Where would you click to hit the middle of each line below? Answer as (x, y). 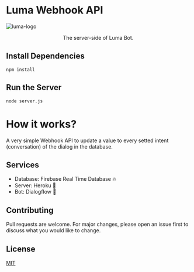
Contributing (30, 210)
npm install (20, 70)
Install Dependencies (45, 56)
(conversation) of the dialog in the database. (59, 146)
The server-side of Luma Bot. (98, 37)
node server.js (25, 101)
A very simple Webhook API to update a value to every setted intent (87, 140)
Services (23, 165)
